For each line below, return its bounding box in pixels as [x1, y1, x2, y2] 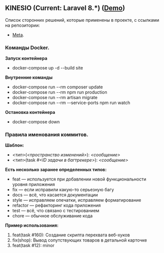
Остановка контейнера [5, 109, 56, 115]
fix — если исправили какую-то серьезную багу [12, 187, 114, 193]
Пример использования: [5, 222, 59, 228]
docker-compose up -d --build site [12, 65, 83, 71]
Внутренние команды [5, 74, 53, 80]
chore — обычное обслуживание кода [12, 213, 93, 219]
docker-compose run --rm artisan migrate [12, 95, 98, 101]
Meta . [12, 32, 25, 37]
